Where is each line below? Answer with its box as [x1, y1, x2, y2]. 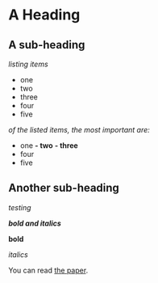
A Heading [8, 6, 81, 24]
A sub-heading [8, 38, 85, 52]
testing [8, 202, 31, 212]
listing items [8, 59, 48, 69]
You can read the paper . [8, 265, 89, 275]
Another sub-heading [8, 181, 119, 195]
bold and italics [8, 218, 62, 228]
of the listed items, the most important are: [8, 125, 151, 134]
